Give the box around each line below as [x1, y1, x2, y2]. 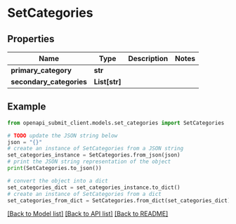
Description [128, 54, 169, 63]
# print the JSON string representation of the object [7, 158, 171, 166]
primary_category [11, 65, 72, 75]
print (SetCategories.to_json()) [7, 165, 102, 172]
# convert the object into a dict [7, 177, 109, 184]
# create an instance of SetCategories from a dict [7, 190, 162, 197]
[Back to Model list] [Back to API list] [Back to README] [7, 209, 169, 218]
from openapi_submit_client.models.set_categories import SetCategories [7, 119, 225, 126]
